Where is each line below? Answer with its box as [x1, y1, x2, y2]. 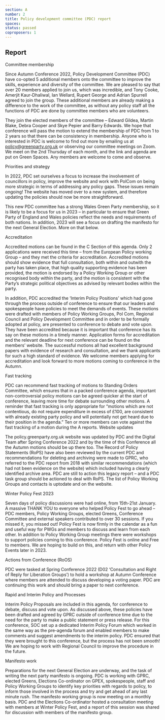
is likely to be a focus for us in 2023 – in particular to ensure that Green [5, 209, 149, 215]
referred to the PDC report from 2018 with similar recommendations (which [5, 460, 157, 466]
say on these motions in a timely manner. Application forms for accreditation [5, 331, 160, 338]
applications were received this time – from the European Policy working [5, 249, 152, 254]
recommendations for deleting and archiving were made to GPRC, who [5, 455, 149, 461]
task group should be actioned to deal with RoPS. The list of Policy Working [5, 475, 159, 481]
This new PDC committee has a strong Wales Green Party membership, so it [5, 203, 160, 210]
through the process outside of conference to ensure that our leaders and [5, 300, 155, 306]
